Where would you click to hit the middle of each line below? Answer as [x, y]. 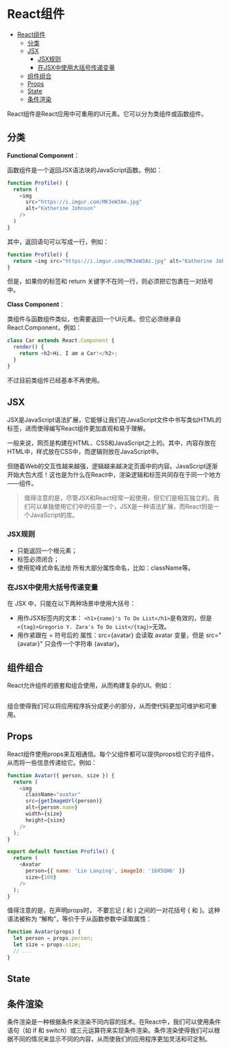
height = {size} [46, 820]
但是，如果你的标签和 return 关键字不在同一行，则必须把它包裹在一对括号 [110, 281]
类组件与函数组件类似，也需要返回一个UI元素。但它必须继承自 [94, 319]
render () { [29, 347]
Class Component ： [36, 304]
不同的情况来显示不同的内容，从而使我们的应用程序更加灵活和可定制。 [112, 1039]
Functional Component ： [43, 155]
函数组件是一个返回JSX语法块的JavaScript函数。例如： [85, 170]
